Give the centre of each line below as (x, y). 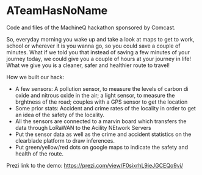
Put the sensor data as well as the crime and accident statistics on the (103, 134)
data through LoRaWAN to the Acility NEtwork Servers (83, 127)
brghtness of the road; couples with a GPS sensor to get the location (101, 102)
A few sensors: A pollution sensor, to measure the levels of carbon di (102, 88)
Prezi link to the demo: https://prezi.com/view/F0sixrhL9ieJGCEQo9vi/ (95, 165)
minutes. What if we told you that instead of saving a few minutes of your (98, 52)
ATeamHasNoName (57, 11)
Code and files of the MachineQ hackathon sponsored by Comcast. (91, 27)
